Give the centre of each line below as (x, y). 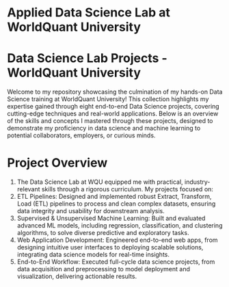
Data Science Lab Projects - (87, 58)
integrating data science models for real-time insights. (93, 255)
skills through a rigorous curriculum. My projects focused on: (127, 189)
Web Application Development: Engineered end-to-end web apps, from (117, 240)
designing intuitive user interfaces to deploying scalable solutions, (110, 247)
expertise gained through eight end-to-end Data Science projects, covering (113, 107)
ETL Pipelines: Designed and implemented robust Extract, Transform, (114, 197)
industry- (197, 182)
